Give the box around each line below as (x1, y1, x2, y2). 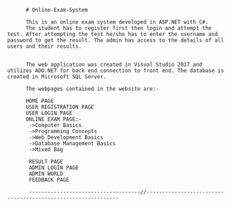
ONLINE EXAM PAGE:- (25, 116, 82, 123)
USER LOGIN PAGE (25, 110, 73, 117)
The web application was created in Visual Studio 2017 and (25, 61, 203, 68)
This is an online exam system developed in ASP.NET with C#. (25, 19, 209, 26)
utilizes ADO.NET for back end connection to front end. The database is (7, 67, 225, 74)
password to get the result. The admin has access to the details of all (7, 37, 225, 44)
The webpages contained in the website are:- (25, 85, 159, 92)
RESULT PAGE (28, 158, 64, 165)
